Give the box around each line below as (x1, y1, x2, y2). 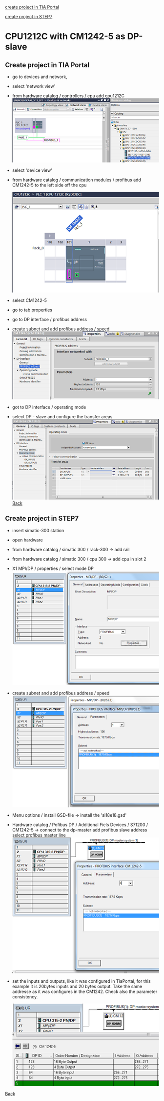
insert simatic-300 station (12, 527, 64, 533)
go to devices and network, (12, 74, 67, 80)
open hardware (12, 537, 43, 543)
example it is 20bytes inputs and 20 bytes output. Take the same (12, 984, 143, 990)
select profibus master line (12, 832, 66, 838)
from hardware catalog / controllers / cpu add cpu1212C (12, 93, 125, 99)
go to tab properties (12, 307, 53, 313)
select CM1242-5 (12, 297, 47, 303)
